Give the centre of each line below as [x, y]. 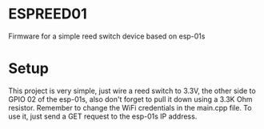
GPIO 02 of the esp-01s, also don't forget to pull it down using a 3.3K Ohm [130, 99]
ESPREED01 [48, 14]
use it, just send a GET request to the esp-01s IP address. [103, 116]
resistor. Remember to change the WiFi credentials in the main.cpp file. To [130, 107]
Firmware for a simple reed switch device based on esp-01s [107, 36]
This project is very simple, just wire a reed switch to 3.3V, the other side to [132, 91]
